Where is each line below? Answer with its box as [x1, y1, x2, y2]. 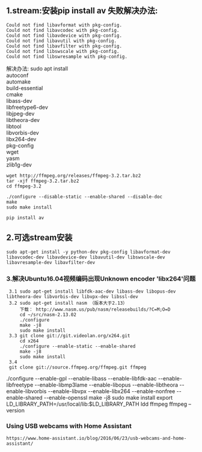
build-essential [6, 84, 43, 91]
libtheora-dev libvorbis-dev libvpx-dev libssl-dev [6, 293, 138, 299]
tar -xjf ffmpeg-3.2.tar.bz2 [6, 178, 79, 184]
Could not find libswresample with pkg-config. [6, 53, 128, 60]
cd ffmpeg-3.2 [6, 183, 42, 189]
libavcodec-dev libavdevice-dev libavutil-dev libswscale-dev [6, 254, 165, 260]
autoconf [6, 72, 29, 79]
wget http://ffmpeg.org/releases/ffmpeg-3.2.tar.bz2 [6, 173, 141, 179]
